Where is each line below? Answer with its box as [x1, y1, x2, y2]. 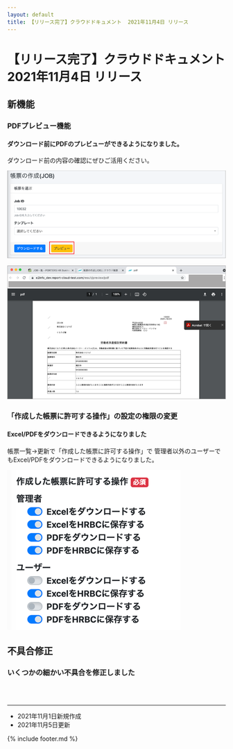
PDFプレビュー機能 [7, 121, 71, 131]
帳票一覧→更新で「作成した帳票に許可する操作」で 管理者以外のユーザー [7, 446, 215, 455]
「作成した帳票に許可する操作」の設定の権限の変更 [7, 412, 178, 421]
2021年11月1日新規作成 [17, 712, 82, 721]
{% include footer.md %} [7, 734, 78, 743]
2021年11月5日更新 [17, 721, 71, 729]
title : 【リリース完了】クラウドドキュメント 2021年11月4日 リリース [7, 18, 189, 26]
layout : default [7, 11, 54, 18]
